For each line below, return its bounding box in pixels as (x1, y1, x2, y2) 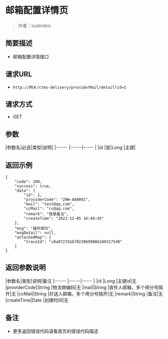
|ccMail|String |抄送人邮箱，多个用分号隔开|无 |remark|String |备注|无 (17, 290, 163, 297)
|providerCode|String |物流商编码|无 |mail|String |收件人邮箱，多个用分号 (5, 284, 159, 290)
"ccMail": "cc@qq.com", (24, 206, 74, 211)
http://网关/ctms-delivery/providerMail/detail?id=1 (12, 85, 127, 90)
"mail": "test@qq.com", (24, 201, 74, 207)
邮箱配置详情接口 (12, 53, 49, 59)
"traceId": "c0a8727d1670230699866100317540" (24, 239, 123, 244)
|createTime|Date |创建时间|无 (5, 297, 69, 303)
